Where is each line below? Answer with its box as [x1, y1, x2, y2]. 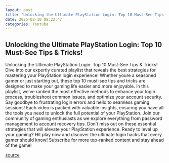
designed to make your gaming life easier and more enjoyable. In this [5, 83, 149, 89]
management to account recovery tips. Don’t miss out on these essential [5, 121, 156, 127]
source [5, 152, 20, 158]
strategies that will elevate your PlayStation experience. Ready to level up [5, 126, 158, 132]
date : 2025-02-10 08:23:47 [5, 17, 62, 22]
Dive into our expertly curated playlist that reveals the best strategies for [5, 67, 156, 73]
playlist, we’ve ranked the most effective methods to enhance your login [5, 89, 156, 95]
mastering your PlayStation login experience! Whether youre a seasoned [5, 72, 156, 78]
